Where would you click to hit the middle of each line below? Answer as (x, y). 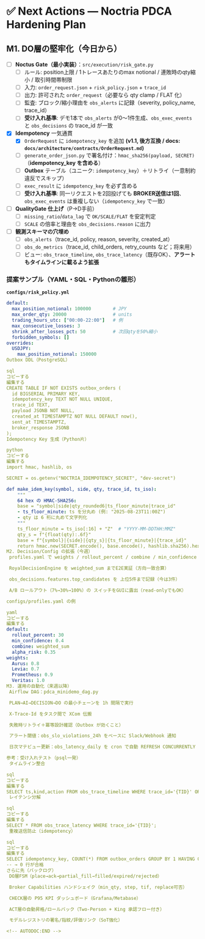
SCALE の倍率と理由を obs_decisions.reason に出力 (88, 223)
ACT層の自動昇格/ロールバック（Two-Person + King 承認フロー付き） (87, 909)
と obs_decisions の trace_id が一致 (69, 126)
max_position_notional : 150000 (57, 354)
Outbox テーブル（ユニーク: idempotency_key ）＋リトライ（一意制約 (110, 170)
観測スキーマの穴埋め (42, 231)
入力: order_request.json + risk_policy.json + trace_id (95, 87)
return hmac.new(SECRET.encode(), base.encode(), (82, 546)
